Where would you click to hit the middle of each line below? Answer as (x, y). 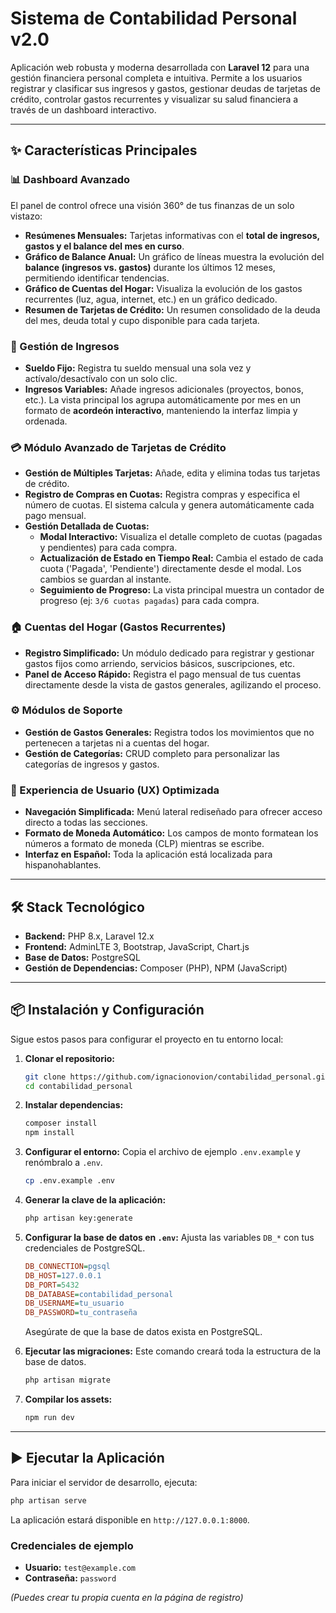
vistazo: (26, 216)
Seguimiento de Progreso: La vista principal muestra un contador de (182, 590)
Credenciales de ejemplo (72, 1545)
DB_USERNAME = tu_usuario (74, 1303)
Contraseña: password (70, 1578)
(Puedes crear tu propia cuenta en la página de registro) (127, 1597)
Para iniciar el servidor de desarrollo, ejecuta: (104, 1482)
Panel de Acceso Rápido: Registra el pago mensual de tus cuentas (163, 674)
